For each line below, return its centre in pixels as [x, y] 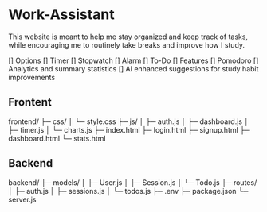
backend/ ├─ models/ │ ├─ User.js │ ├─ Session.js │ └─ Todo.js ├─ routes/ [133, 182]
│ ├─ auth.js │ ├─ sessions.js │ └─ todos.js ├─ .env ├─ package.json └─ [128, 191]
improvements [32, 77]
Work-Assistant [62, 15]
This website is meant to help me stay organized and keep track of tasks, [128, 37]
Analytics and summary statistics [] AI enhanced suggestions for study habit [133, 68]
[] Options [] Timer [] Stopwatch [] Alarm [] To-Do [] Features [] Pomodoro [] [133, 60]
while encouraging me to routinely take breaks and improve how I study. [127, 44]
